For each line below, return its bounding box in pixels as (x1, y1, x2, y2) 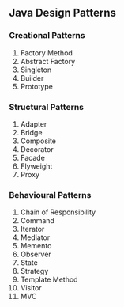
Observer (20, 249, 52, 260)
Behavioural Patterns (9, 189, 92, 200)
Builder (20, 73, 44, 82)
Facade (20, 153, 46, 162)
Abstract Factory (20, 56, 76, 66)
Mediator (20, 233, 51, 242)
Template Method (20, 275, 78, 284)
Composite (20, 136, 57, 146)
